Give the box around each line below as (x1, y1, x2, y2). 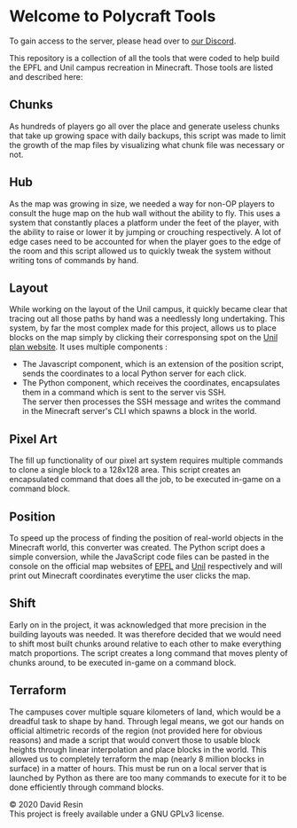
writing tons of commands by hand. (9, 254, 139, 265)
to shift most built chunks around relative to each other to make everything (9, 638, 282, 649)
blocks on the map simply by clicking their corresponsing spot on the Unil (9, 332, 278, 343)
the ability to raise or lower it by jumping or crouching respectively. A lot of (9, 226, 282, 237)
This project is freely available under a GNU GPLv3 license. (9, 808, 224, 819)
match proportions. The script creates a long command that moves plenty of (9, 647, 288, 658)
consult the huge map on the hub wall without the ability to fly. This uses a (9, 207, 281, 218)
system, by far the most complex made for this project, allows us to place (9, 323, 277, 333)
